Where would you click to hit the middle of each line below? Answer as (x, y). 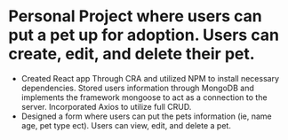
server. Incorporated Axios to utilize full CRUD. (106, 106)
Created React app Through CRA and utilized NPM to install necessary (150, 78)
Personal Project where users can (136, 16)
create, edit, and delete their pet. (132, 54)
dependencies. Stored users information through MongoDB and (137, 88)
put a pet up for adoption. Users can (144, 35)
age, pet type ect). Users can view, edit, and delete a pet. (126, 125)
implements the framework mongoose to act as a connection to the (144, 97)
